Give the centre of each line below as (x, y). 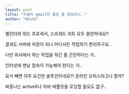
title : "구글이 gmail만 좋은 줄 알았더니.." (46, 14)
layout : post (19, 10)
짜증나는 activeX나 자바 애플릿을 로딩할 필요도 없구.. (56, 87)
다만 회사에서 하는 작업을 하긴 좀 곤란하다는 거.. (51, 55)
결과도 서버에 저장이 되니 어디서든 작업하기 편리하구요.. (58, 44)
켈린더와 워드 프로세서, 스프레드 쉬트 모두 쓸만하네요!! (57, 34)
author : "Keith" (22, 19)
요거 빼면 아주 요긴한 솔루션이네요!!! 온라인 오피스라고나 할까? (65, 76)
